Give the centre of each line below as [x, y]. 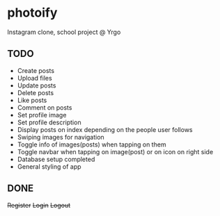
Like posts [32, 100]
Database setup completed [56, 159]
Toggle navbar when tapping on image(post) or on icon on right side [115, 151]
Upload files [34, 78]
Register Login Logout [39, 205]
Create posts [36, 70]
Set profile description [49, 122]
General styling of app [49, 166]
